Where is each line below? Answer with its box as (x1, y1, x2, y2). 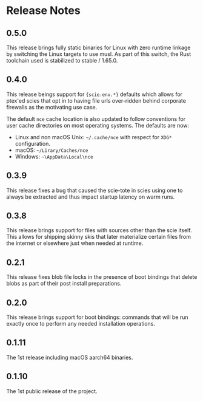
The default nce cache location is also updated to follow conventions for (6, 115, 186, 122)
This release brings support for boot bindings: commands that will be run (6, 314, 188, 321)
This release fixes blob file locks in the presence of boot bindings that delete (6, 273, 198, 281)
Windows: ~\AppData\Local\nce (15, 153, 93, 160)
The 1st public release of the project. (6, 387, 98, 395)
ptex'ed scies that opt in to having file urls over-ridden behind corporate (6, 97, 187, 104)
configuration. (15, 140, 50, 147)
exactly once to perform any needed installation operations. (6, 320, 156, 327)
